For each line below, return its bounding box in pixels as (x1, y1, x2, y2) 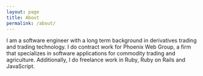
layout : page (6, 9, 40, 15)
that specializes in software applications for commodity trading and (6, 50, 176, 57)
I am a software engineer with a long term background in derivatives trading (6, 37, 197, 44)
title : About (6, 15, 40, 21)
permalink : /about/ (6, 20, 56, 26)
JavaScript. (6, 63, 35, 70)
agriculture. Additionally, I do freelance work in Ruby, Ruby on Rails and (6, 56, 186, 64)
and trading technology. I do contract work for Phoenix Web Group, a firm (6, 43, 191, 50)
